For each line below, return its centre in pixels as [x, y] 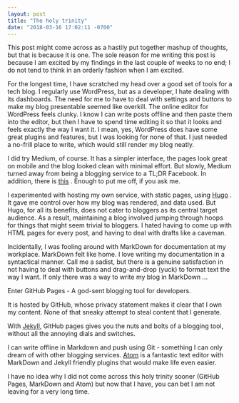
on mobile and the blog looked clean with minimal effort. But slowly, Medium [119, 166]
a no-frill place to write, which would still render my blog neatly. [101, 145]
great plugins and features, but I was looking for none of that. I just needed [117, 137]
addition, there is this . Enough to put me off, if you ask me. [94, 181]
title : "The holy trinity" [47, 21]
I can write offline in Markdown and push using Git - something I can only [115, 347]
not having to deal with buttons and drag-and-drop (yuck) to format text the [119, 270]
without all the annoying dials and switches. [71, 334]
